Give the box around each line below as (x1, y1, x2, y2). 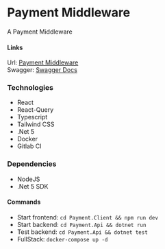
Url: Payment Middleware (7, 58, 79, 67)
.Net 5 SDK (16, 182, 49, 190)
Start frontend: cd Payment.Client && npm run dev (16, 213, 159, 221)
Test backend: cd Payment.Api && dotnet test (16, 228, 149, 236)
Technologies (7, 83, 53, 93)
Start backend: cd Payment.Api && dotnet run (16, 220, 147, 228)
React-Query (16, 106, 54, 114)
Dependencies (7, 159, 57, 169)
